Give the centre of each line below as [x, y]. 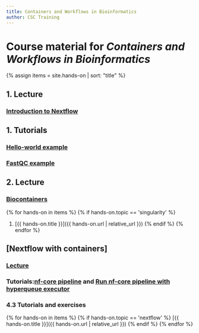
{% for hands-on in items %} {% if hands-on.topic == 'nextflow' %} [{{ [93, 318]
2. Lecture [25, 183]
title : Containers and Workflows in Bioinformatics [71, 12]
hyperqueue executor [38, 288]
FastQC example [31, 163]
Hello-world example [37, 147]
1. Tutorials [27, 130]
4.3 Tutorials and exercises [46, 305]
